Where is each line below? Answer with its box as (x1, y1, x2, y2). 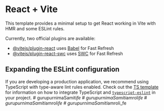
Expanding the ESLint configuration (5, 65, 120, 74)
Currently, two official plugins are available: (5, 35, 96, 41)
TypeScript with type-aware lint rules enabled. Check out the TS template (5, 84, 159, 90)
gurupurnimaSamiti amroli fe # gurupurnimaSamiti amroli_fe (5, 100, 127, 106)
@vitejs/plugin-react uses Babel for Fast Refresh (12, 45, 114, 51)
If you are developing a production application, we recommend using (5, 78, 149, 84)
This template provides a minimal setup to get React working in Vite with (5, 20, 156, 26)
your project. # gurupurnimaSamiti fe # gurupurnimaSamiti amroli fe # (5, 94, 147, 100)
